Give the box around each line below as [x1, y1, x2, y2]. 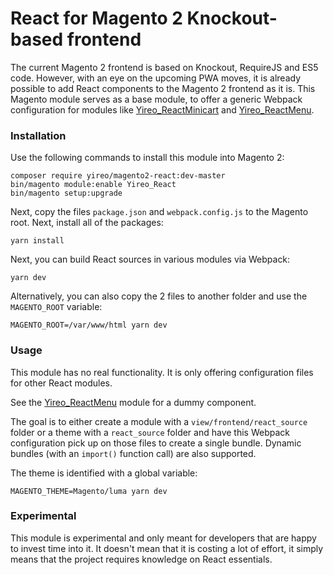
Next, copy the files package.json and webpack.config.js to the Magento [10, 206, 309, 218]
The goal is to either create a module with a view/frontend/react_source [10, 415, 308, 427]
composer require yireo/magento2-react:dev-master [10, 171, 226, 181]
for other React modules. [10, 377, 113, 389]
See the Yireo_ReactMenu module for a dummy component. [10, 396, 257, 408]
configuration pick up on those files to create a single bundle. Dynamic [10, 437, 302, 449]
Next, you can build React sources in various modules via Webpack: [10, 253, 291, 266]
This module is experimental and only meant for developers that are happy [10, 532, 317, 544]
